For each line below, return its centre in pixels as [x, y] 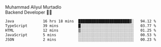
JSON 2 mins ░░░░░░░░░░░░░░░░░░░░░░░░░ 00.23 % [80, 39]
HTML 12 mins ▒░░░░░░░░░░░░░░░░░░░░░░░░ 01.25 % [80, 30]
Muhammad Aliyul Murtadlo [33, 7]
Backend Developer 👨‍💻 [29, 12]
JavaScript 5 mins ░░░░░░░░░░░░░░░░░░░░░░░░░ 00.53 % [80, 35]
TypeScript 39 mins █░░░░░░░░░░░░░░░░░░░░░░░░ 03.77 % [80, 26]
